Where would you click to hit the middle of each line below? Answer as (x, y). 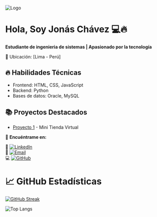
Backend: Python (30, 90)
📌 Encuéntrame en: (26, 137)
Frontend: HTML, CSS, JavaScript (48, 85)
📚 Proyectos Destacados (46, 113)
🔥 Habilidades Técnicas (43, 73)
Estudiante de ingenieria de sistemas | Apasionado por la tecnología (79, 47)
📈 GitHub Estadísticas (54, 181)
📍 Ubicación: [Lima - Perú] (33, 56)
